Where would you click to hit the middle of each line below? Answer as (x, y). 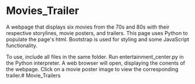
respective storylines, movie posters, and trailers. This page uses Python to (97, 33)
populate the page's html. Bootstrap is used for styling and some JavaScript (97, 39)
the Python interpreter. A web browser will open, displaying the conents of (96, 63)
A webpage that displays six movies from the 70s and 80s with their (88, 27)
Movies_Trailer (42, 11)
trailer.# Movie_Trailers (33, 75)
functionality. (22, 45)
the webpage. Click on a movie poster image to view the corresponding (92, 69)
